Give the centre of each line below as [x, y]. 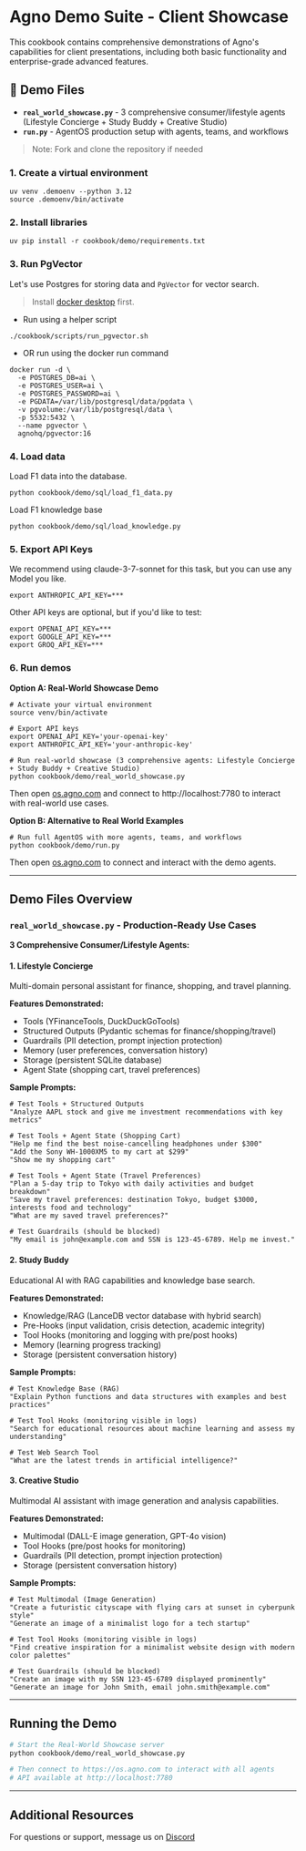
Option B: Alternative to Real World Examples [97, 820]
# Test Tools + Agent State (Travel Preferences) [106, 1176]
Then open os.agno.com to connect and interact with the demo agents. [143, 862]
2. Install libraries [49, 222]
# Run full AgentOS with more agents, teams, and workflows [126, 837]
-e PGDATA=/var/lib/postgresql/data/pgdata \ [106, 401]
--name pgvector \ [53, 426]
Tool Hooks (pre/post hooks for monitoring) [104, 1546]
